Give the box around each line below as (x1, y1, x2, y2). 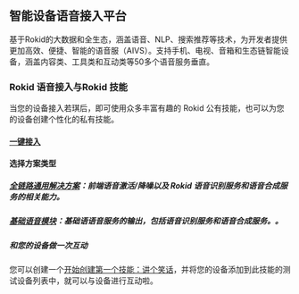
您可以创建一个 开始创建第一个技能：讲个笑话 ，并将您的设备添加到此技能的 (9, 265, 283, 275)
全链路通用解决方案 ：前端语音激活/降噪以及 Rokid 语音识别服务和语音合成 (9, 180, 280, 190)
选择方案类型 (9, 158, 56, 169)
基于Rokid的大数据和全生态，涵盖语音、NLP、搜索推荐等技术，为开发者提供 (9, 34, 288, 45)
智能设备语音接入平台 (9, 8, 127, 24)
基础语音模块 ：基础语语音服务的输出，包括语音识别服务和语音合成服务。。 (9, 215, 283, 226)
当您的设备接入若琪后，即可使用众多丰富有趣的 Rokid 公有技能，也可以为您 (9, 103, 285, 113)
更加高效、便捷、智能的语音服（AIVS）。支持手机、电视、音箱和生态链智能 (9, 45, 282, 55)
